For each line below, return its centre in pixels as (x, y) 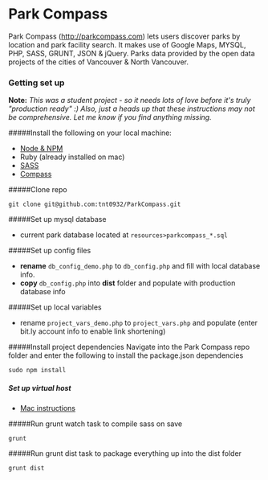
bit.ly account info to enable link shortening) (93, 331)
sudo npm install (37, 371)
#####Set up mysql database (57, 219)
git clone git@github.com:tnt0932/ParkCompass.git (95, 205)
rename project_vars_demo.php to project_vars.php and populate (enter (139, 323)
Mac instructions (48, 408)
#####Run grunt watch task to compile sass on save (95, 424)
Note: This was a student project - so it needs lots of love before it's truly (130, 101)
